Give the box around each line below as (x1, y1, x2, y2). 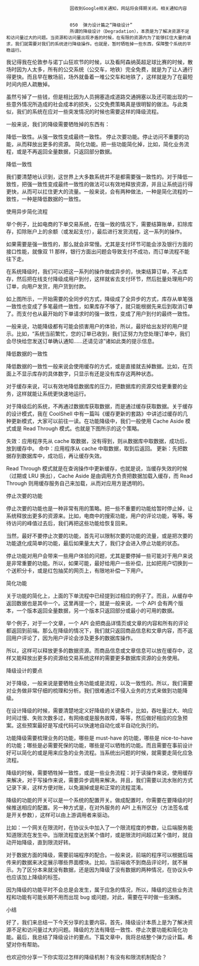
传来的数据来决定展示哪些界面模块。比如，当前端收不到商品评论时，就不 (6, 859, 182, 866)
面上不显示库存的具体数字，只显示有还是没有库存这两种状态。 (6, 370, 157, 377)
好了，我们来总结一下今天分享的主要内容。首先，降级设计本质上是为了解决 (6, 919, 188, 926)
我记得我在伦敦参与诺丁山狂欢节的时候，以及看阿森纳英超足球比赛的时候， (6, 59, 188, 65)
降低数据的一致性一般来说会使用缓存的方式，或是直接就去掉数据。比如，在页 (6, 363, 193, 370)
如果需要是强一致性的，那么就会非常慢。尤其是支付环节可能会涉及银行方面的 (6, 240, 193, 248)
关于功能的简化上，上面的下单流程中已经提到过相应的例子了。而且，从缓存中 (6, 592, 193, 599)
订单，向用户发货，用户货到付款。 (6, 283, 89, 290)
